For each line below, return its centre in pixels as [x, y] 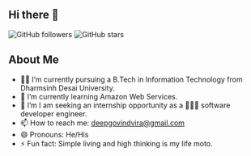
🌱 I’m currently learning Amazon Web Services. [99, 96]
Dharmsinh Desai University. [67, 88]
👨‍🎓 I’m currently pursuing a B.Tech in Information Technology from [131, 79]
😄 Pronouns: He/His [54, 134]
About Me [34, 60]
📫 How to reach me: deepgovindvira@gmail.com [102, 123]
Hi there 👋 [34, 15]
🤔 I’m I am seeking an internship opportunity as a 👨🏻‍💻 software [125, 105]
